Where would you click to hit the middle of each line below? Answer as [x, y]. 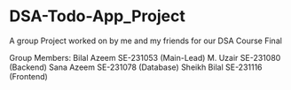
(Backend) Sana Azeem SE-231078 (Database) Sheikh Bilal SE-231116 [136, 67]
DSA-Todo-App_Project [98, 16]
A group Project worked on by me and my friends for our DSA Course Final [145, 41]
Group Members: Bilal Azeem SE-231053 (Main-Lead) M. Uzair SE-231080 [145, 57]
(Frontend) [29, 76]
